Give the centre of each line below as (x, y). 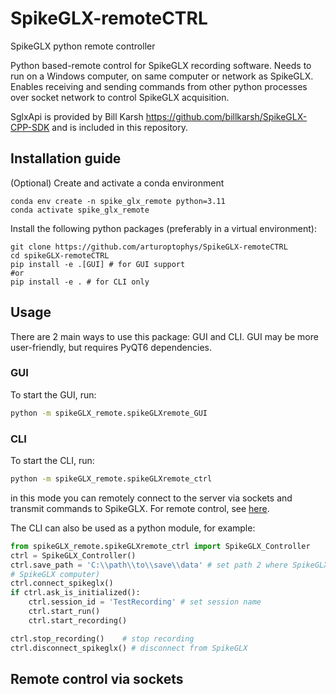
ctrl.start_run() (64, 612)
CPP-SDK (30, 127)
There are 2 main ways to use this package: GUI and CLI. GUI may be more (164, 336)
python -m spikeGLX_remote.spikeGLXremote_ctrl (111, 479)
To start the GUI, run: (53, 394)
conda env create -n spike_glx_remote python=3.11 (118, 201)
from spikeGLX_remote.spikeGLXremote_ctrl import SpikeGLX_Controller (160, 546)
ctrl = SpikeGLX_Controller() (73, 555)
